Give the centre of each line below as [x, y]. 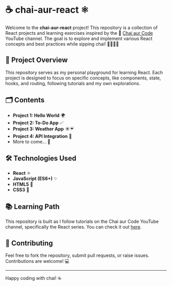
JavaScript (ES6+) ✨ [35, 179]
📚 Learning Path [33, 206]
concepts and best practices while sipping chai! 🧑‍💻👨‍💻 [62, 44]
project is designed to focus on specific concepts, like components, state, [83, 78]
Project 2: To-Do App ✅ [38, 122]
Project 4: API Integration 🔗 [42, 136]
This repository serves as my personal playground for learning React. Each [84, 72]
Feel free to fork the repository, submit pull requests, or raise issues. [77, 255]
